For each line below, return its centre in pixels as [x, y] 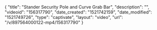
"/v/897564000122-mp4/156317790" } [44, 22]
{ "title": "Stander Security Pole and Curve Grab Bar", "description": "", [77, 7]
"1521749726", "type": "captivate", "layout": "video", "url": [64, 17]
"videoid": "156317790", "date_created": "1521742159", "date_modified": [78, 12]
